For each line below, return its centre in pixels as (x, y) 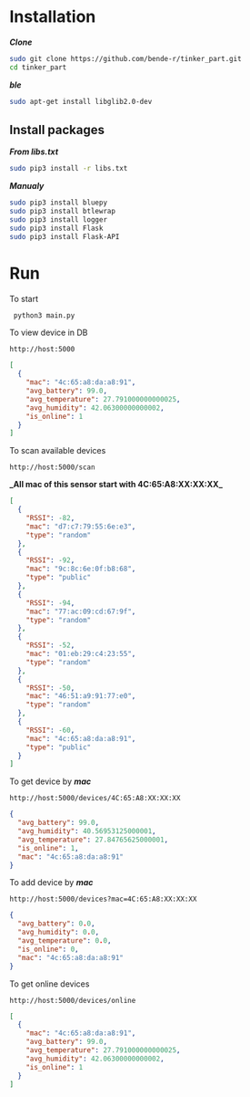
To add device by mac (51, 883)
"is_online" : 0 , (48, 949)
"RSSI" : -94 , (50, 603)
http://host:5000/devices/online (73, 1000)
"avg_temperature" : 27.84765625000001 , (93, 840)
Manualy (27, 186)
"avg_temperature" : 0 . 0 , (65, 941)
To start (24, 298)
